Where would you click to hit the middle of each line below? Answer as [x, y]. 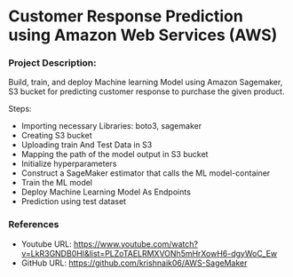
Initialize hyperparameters [69, 164]
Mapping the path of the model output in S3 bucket [115, 154]
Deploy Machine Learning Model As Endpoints [106, 192]
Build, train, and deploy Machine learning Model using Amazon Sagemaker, [146, 83]
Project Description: [52, 63]
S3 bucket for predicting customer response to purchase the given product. [146, 91]
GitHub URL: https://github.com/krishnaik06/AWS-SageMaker [134, 263]
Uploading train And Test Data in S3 [87, 145]
